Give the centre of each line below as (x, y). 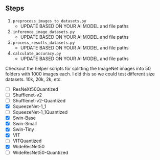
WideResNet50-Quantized (40, 152)
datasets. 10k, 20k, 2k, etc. (34, 79)
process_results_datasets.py (44, 43)
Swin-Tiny (23, 129)
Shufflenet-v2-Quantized (39, 100)
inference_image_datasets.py (44, 32)
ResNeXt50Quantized (36, 89)
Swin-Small (25, 124)
